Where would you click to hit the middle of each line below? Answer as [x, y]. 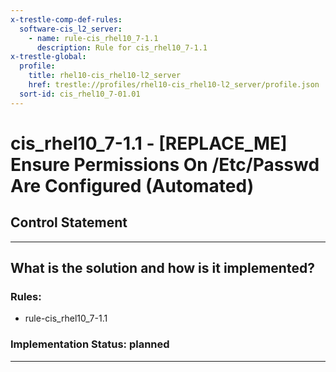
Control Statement [69, 222]
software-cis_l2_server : [71, 29]
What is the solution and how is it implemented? [162, 268]
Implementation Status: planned [90, 344]
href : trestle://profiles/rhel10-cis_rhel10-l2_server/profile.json [174, 85]
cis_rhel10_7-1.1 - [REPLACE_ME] [149, 143]
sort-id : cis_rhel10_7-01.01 [80, 94]
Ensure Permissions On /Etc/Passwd [165, 164]
